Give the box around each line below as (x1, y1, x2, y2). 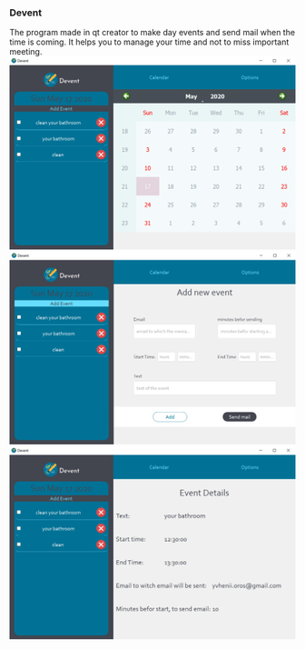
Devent (9, 6, 43, 19)
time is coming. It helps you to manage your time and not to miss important (9, 36, 290, 47)
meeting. (9, 46, 43, 57)
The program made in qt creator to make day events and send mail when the (9, 27, 296, 38)
